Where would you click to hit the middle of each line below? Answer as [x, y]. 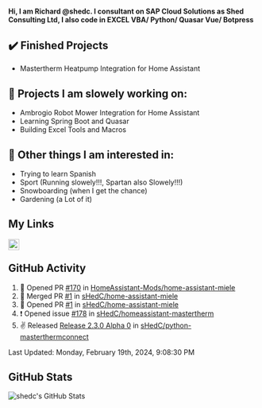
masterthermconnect [54, 336]
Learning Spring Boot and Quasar [74, 121]
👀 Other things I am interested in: [91, 155]
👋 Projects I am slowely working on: [98, 93]
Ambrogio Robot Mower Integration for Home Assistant [110, 113]
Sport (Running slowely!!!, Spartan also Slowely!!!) [101, 182]
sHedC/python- [166, 325]
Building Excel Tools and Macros [73, 130]
